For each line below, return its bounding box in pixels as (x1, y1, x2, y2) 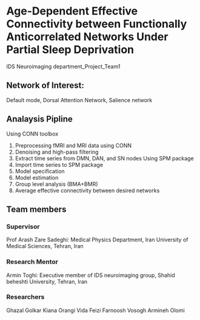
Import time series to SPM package (15, 161, 104, 168)
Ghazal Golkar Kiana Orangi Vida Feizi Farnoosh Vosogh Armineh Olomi (6, 307, 185, 314)
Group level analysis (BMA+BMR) (15, 180, 98, 188)
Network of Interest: (6, 80, 85, 91)
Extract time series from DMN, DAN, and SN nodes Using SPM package (15, 154, 194, 162)
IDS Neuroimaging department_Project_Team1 (6, 62, 121, 70)
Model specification (15, 168, 65, 175)
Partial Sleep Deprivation (6, 43, 135, 57)
